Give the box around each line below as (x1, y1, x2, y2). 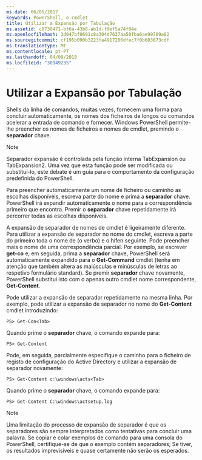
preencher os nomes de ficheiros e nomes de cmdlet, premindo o (15, 125, 179, 132)
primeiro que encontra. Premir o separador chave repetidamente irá (6, 206, 177, 213)
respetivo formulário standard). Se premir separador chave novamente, (6, 269, 185, 276)
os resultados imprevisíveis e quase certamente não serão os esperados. (6, 447, 189, 455)
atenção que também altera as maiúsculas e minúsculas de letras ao (6, 263, 178, 270)
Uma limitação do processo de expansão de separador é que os (6, 421, 167, 428)
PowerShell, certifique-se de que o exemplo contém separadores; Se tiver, (6, 441, 193, 448)
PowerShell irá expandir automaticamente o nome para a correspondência (6, 199, 192, 207)
